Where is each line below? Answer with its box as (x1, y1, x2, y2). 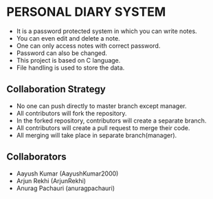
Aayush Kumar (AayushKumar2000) (16, 169, 119, 178)
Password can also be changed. (16, 49, 108, 57)
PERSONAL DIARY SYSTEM (6, 4, 166, 20)
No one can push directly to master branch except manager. (16, 101, 187, 110)
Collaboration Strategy (6, 83, 106, 95)
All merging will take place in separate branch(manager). (16, 131, 177, 139)
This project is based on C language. (16, 56, 121, 64)
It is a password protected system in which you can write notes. (16, 27, 197, 35)
